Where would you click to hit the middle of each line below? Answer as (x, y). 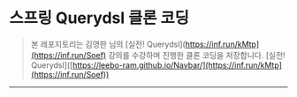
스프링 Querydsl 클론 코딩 (99, 18)
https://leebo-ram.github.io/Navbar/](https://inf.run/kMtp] (177, 65)
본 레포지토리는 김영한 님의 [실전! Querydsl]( (108, 44)
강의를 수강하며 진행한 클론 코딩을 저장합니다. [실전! (197, 55)
